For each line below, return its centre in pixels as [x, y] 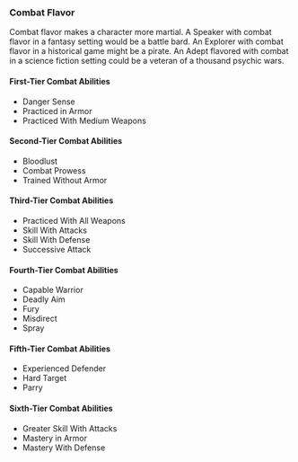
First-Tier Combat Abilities [60, 81]
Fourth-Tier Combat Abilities [64, 270]
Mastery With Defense [64, 448]
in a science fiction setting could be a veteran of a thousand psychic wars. [147, 61]
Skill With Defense [56, 239]
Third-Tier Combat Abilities [61, 200]
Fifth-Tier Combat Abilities [60, 349]
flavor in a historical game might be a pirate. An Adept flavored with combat [149, 51]
